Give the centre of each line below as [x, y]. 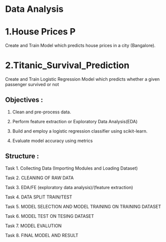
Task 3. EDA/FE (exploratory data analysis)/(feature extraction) [69, 187]
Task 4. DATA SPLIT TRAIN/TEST [39, 197]
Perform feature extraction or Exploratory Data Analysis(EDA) [75, 121]
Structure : [22, 156]
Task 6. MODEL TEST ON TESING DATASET [50, 216]
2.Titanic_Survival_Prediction [67, 66]
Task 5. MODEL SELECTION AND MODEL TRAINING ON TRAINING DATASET [83, 206]
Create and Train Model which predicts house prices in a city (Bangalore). [81, 46]
